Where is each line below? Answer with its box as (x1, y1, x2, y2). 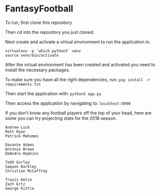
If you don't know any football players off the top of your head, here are (5, 110, 152, 116)
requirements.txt (5, 82, 41, 87)
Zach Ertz (5, 182, 26, 187)
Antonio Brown (5, 147, 35, 152)
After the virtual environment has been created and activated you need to (5, 61, 156, 67)
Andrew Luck (5, 125, 30, 130)
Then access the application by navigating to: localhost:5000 (5, 100, 131, 106)
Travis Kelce (5, 177, 32, 182)
